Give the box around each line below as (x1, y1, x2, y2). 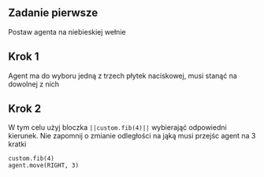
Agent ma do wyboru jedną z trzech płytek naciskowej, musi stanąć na (8, 71, 238, 80)
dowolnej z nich (8, 79, 60, 89)
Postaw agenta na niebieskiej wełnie (8, 27, 126, 36)
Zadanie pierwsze (8, 6, 99, 20)
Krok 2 (8, 102, 42, 116)
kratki (8, 139, 27, 149)
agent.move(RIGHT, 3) (8, 161, 80, 170)
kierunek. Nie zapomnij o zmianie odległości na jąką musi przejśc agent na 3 (8, 131, 256, 141)
